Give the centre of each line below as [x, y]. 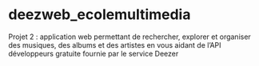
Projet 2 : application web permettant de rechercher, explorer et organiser [130, 37]
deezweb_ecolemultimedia [100, 15]
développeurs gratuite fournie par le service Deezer [94, 53]
